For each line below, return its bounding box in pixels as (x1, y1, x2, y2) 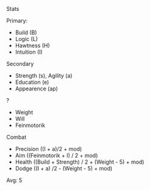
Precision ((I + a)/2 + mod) (15, 145, 82, 152)
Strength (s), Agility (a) (15, 72, 73, 79)
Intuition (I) (15, 48, 43, 56)
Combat (6, 134, 27, 141)
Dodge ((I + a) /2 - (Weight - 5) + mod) (15, 165, 113, 172)
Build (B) (15, 29, 37, 36)
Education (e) (15, 79, 49, 86)
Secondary (6, 60, 34, 67)
